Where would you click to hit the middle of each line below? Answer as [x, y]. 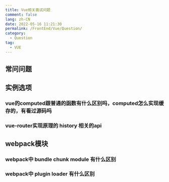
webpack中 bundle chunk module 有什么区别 [61, 159]
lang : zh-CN [18, 19]
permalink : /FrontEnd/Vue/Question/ [44, 29]
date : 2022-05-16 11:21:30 [34, 24]
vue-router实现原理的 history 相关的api [53, 126]
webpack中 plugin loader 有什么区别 [50, 174]
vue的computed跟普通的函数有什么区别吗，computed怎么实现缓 [84, 103]
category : [16, 33]
